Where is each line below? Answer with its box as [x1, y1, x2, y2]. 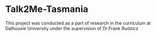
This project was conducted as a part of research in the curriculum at [5, 20, 151, 26]
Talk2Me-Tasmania [5, 3, 88, 15]
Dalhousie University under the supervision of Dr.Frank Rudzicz [5, 25, 139, 31]
